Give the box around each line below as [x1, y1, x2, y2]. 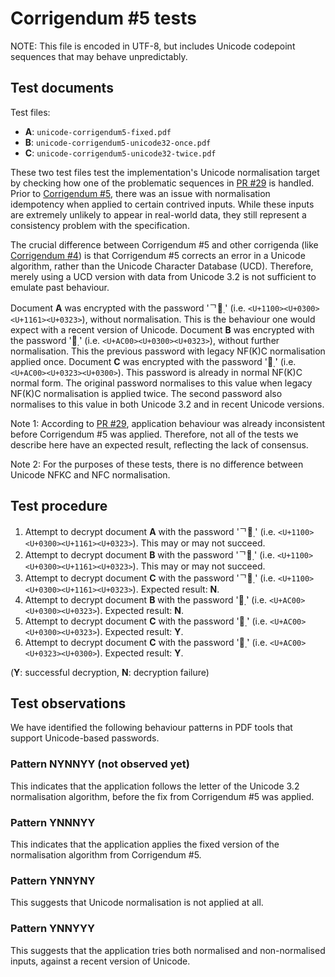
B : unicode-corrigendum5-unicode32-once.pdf [24, 136, 212, 148]
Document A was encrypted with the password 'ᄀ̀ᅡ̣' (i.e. [10, 302, 247, 314]
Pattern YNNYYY [10, 922, 95, 936]
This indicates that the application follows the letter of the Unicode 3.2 [10, 780, 300, 792]
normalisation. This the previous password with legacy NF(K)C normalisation [10, 345, 326, 357]
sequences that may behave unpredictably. [10, 50, 188, 62]
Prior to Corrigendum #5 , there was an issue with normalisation [10, 187, 271, 199]
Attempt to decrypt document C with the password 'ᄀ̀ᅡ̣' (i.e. [24, 572, 277, 584]
